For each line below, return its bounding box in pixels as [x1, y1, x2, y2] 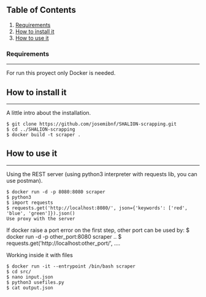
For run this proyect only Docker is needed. [6, 69, 116, 77]
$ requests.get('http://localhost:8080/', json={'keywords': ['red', [6, 205, 188, 211]
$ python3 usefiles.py [6, 279, 64, 285]
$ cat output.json [6, 285, 53, 291]
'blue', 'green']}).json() [6, 210, 75, 217]
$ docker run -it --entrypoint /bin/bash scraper [6, 263, 136, 269]
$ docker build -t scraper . [6, 131, 81, 137]
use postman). [6, 177, 43, 184]
